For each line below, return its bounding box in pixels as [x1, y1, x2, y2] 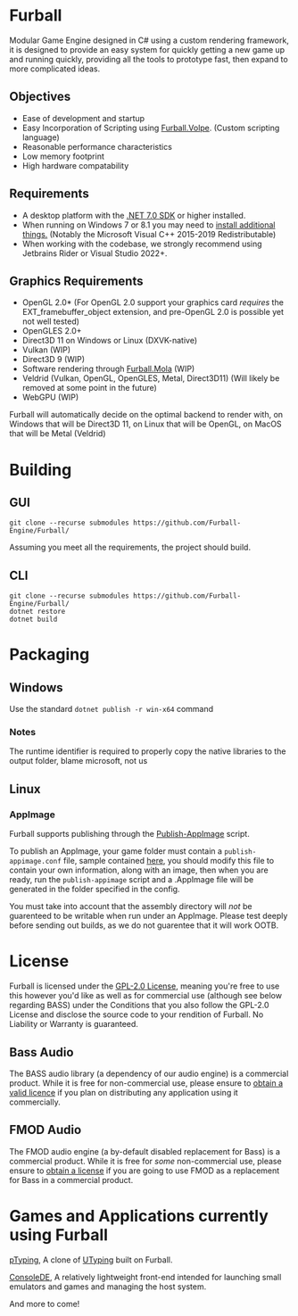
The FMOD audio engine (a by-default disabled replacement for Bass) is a [9, 1146, 281, 1156]
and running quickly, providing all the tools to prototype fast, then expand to [9, 54, 288, 64]
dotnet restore [9, 608, 66, 617]
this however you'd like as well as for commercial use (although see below [9, 990, 283, 1001]
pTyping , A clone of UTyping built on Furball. [9, 1254, 173, 1265]
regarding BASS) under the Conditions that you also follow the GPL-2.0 [9, 1000, 269, 1011]
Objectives [9, 89, 71, 104]
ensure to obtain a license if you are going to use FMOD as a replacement [9, 1165, 280, 1176]
